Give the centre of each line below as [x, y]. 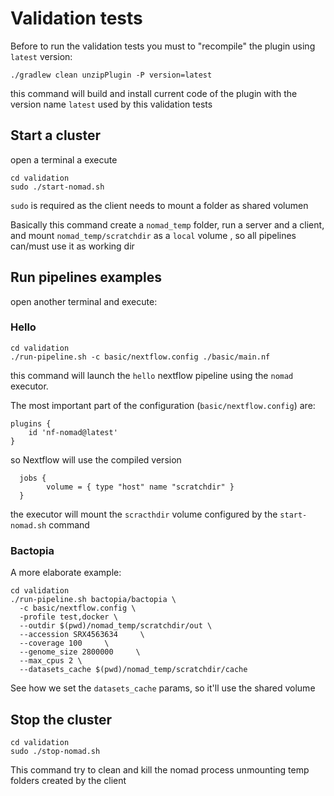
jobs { [33, 478]
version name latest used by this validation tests [111, 104]
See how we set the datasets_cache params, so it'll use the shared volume [163, 688]
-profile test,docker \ [68, 617]
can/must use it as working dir [72, 246]
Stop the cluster [61, 719]
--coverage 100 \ [64, 643]
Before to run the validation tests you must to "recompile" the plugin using [163, 46]
